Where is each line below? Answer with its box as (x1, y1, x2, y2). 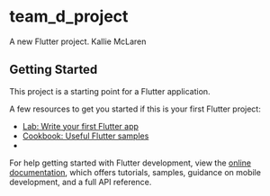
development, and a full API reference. (9, 176, 152, 187)
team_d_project (9, 6, 129, 27)
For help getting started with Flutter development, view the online (9, 157, 252, 168)
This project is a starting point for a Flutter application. (9, 85, 211, 96)
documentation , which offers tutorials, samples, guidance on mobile (9, 166, 261, 177)
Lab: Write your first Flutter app (22, 120, 139, 131)
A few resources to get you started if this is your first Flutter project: (9, 103, 261, 114)
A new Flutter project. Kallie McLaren (9, 36, 147, 47)
